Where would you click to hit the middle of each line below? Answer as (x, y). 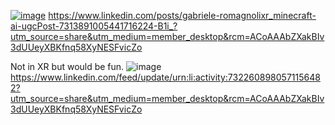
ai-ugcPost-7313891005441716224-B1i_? (94, 26)
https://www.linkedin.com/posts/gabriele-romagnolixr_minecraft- (182, 15)
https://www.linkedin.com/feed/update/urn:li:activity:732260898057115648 (165, 77)
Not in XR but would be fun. (67, 66)
